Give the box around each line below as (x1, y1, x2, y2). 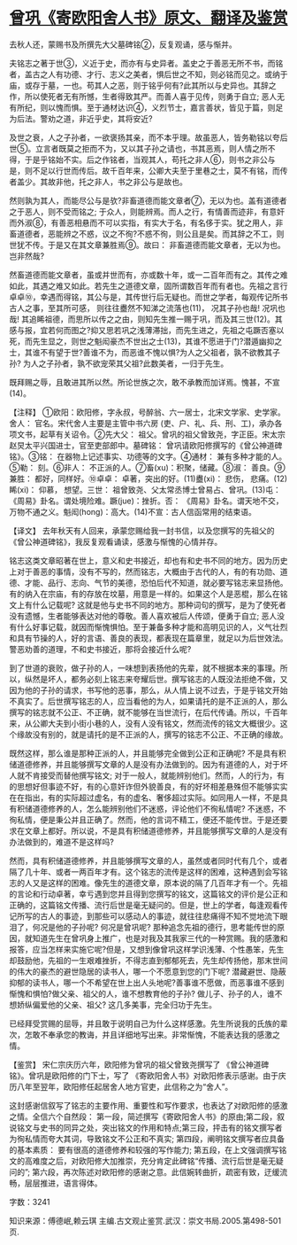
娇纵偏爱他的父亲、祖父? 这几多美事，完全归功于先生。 (16, 999, 217, 1010)
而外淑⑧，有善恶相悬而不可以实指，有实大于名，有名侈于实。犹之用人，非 (9, 217, 284, 228)
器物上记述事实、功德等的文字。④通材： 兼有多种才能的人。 (65, 451, 287, 462)
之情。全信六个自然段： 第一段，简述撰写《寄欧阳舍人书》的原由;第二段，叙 (9, 1111, 286, 1122)
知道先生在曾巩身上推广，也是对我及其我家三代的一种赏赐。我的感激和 (32, 932, 288, 944)
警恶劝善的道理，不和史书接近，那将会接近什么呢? (9, 643, 192, 654)
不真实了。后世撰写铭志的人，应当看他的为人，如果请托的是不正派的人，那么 (9, 696, 288, 706)
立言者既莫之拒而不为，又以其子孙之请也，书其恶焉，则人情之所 (34, 143, 268, 153)
